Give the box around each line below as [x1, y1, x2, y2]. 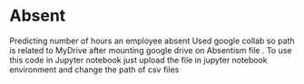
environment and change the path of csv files [9, 64, 180, 75]
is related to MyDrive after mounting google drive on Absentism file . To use [9, 44, 292, 55]
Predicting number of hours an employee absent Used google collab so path [9, 35, 295, 46]
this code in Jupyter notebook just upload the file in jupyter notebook [9, 54, 268, 65]
